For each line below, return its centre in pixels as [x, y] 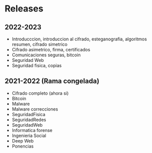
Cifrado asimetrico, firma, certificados [51, 50]
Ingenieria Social [29, 136]
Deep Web [23, 141]
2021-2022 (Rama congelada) [52, 81]
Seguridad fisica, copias [37, 66]
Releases [24, 9]
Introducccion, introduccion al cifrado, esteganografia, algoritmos [79, 39]
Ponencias [23, 146]
